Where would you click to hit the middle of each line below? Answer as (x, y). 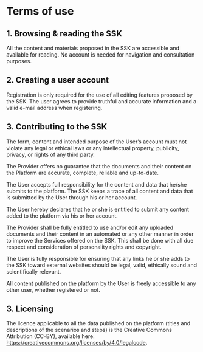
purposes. (19, 61)
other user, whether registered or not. (53, 289)
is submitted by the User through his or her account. (72, 197)
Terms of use (40, 11)
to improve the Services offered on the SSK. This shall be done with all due (100, 240)
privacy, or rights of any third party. (51, 154)
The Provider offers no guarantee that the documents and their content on (99, 166)
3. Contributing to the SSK (57, 127)
